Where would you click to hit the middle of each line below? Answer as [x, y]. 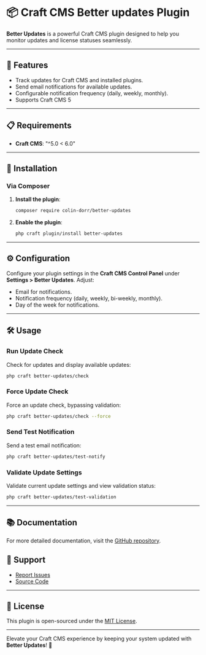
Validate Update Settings [44, 473]
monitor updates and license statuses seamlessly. [69, 40]
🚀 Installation [32, 168]
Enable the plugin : [39, 222]
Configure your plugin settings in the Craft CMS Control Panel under [93, 273]
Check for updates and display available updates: [69, 364]
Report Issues [33, 575]
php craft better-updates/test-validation [61, 497]
